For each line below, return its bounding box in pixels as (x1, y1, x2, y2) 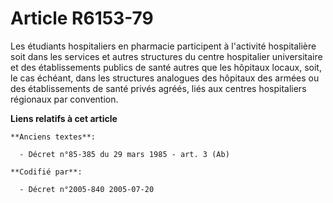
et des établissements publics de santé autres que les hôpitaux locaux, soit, (10, 61, 322, 73)
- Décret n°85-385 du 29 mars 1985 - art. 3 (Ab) (19, 149, 230, 159)
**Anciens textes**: (10, 132, 97, 142)
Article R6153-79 (10, 7, 154, 30)
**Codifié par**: (10, 167, 83, 177)
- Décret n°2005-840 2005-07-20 (19, 184, 155, 194)
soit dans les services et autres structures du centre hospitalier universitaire (10, 50, 323, 62)
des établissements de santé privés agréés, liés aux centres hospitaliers (10, 82, 307, 94)
